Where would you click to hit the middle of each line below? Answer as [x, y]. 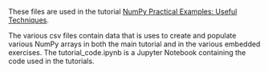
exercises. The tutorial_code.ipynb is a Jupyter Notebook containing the [127, 52]
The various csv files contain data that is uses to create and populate [122, 36]
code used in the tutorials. [51, 61]
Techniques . [29, 20]
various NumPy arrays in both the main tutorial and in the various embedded [134, 44]
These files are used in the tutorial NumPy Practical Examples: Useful [123, 12]
